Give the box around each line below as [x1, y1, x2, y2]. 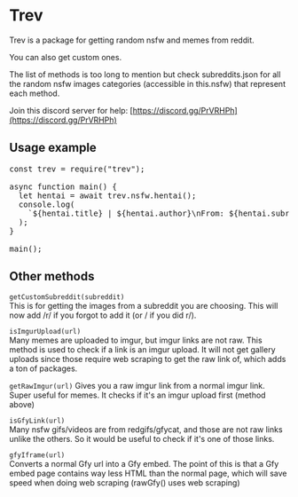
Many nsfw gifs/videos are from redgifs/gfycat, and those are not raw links [9, 423, 283, 435]
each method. [9, 88, 60, 99]
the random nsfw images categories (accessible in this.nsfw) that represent [9, 78, 286, 89]
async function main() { [9, 181, 117, 192]
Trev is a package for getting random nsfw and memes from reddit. [9, 35, 255, 45]
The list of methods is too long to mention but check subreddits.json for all [9, 68, 281, 80]
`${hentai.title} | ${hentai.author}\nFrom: [27, 208, 224, 218]
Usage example [9, 140, 98, 155]
